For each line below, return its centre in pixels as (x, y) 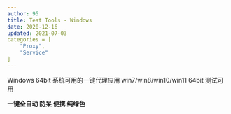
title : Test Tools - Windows (50, 20)
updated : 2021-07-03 (37, 33)
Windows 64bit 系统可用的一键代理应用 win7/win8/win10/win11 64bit (106, 80)
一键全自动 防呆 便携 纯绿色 (46, 104)
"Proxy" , (33, 46)
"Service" (34, 53)
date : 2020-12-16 (33, 27)
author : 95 (23, 14)
